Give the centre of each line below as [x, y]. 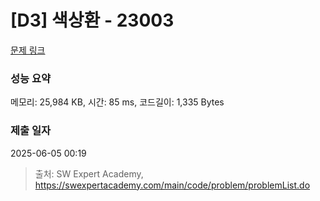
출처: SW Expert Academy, [89, 173]
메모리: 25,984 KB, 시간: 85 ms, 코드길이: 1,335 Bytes [117, 102]
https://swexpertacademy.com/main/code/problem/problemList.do [172, 185]
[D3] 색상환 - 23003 [92, 20]
